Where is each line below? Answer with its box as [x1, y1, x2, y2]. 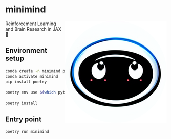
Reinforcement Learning [5, 20, 56, 27]
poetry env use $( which [5, 90, 56, 95]
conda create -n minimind [5, 68, 60, 74]
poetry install [5, 101, 38, 106]
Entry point [5, 115, 42, 124]
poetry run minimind [5, 129, 50, 134]
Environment [5, 46, 48, 55]
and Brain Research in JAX [5, 26, 61, 32]
